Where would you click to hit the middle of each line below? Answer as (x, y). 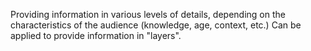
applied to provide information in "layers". (96, 35)
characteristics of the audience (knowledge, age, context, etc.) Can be (156, 25)
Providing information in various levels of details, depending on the (148, 14)
